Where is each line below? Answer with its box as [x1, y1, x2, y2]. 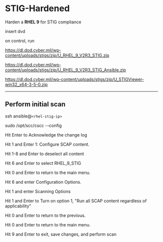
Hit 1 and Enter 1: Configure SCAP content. [5, 141, 90, 147]
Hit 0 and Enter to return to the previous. [5, 212, 86, 218]
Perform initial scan [5, 100, 65, 108]
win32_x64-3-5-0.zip [5, 81, 48, 87]
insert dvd [5, 28, 26, 34]
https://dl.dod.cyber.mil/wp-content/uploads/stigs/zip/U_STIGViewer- [5, 76, 144, 82]
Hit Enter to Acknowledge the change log [5, 132, 87, 138]
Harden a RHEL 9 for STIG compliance [5, 19, 81, 25]
